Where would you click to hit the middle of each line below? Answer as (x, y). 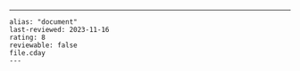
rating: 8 (28, 37)
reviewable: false (43, 45)
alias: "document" (43, 22)
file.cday (28, 53)
